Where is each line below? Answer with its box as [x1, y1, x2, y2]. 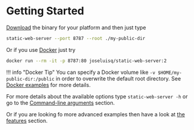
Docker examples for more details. [6, 81, 91, 88]
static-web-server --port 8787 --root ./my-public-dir [6, 35, 146, 41]
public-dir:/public [6, 76, 55, 82]
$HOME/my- [158, 70, 182, 76]
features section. [6, 117, 48, 124]
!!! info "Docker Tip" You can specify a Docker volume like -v [6, 69, 156, 76]
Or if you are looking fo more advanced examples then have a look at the [6, 110, 185, 117]
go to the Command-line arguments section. [6, 99, 115, 106]
